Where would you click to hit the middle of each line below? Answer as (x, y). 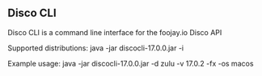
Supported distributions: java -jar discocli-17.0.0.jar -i (95, 48)
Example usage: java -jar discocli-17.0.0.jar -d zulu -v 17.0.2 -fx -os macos (131, 63)
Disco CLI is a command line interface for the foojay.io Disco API (115, 32)
